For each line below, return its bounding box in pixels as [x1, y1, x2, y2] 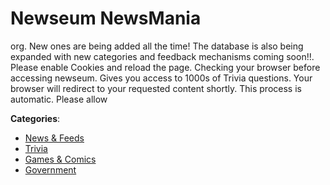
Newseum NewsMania [10, 7, 202, 30]
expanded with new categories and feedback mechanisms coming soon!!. [10, 50, 315, 62]
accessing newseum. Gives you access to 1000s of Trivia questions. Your [10, 72, 313, 84]
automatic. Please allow [10, 93, 108, 105]
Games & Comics [24, 153, 97, 165]
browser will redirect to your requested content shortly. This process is [10, 82, 302, 94]
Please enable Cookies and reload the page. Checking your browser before [10, 61, 321, 73]
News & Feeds [24, 132, 85, 144]
